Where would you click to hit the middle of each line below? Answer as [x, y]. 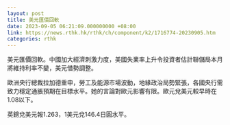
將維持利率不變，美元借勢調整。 [52, 68]
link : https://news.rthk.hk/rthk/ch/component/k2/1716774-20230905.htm [111, 33]
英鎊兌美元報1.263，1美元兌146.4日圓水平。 [69, 115]
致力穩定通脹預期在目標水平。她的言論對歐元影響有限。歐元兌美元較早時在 [112, 91]
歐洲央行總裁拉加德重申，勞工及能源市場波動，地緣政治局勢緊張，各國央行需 [115, 82]
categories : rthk [32, 39]
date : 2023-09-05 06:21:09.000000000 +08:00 [72, 26]
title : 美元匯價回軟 [33, 20]
